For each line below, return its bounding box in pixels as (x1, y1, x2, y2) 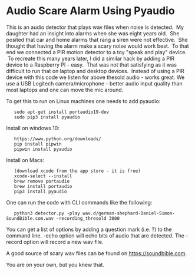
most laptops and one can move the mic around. (6, 86, 124, 93)
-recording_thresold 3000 (56, 215, 120, 222)
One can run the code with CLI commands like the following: (6, 199, 153, 206)
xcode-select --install (14, 173, 72, 179)
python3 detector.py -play (14, 210, 81, 216)
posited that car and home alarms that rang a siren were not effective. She (6, 36, 188, 43)
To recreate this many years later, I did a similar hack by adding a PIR (7, 55, 175, 62)
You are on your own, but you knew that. (6, 261, 105, 268)
